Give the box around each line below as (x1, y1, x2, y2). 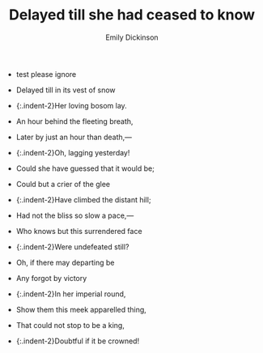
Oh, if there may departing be (15, 257, 115, 267)
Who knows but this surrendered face (15, 226, 143, 236)
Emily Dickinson (104, 32, 159, 42)
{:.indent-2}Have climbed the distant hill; (15, 194, 151, 204)
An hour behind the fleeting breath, (15, 116, 134, 126)
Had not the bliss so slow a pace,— (15, 211, 134, 220)
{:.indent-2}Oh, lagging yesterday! (15, 147, 130, 157)
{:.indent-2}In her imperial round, (15, 289, 126, 299)
